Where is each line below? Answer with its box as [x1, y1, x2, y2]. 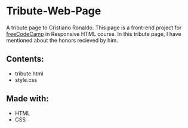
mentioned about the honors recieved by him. [6, 36, 118, 44]
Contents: [6, 54, 44, 64]
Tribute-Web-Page [6, 4, 101, 18]
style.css [14, 76, 38, 83]
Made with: [6, 94, 49, 104]
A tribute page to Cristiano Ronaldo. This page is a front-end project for [6, 24, 182, 31]
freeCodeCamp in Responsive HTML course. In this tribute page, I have [6, 30, 181, 37]
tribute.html [14, 70, 44, 77]
